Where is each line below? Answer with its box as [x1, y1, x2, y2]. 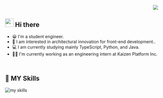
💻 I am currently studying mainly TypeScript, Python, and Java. [12, 44, 140, 50]
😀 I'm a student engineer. [12, 33, 64, 39]
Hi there [15, 21, 40, 29]
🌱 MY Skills [5, 74, 40, 83]
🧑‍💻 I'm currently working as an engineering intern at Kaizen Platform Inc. [12, 51, 158, 57]
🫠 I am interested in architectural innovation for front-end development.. [12, 39, 156, 44]
